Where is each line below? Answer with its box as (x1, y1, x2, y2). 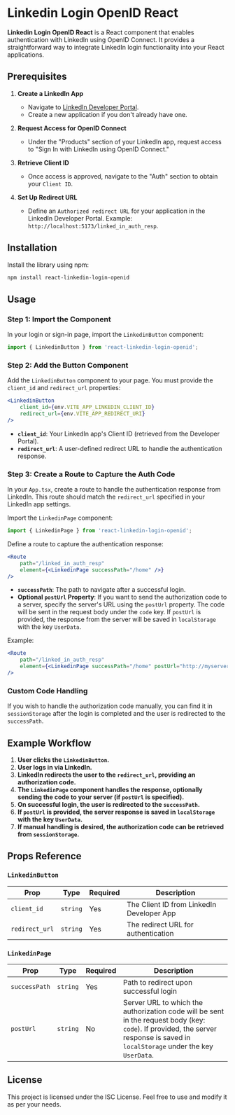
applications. (7, 50, 44, 59)
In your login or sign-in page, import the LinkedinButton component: (7, 331, 204, 339)
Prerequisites (7, 71, 67, 83)
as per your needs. (7, 1100, 62, 1108)
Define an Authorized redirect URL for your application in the (27, 207, 206, 215)
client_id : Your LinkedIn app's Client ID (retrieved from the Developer (17, 429, 220, 438)
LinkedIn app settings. (7, 500, 71, 508)
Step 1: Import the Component (7, 314, 111, 324)
